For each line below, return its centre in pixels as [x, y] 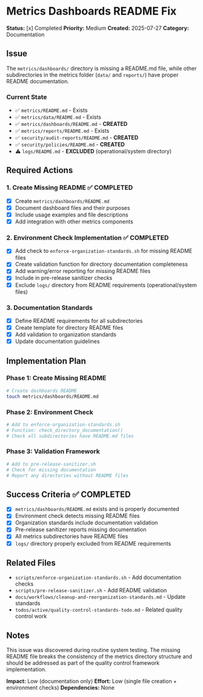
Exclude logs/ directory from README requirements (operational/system [106, 285]
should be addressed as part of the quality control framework [83, 663]
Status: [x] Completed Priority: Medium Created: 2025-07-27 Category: [98, 28]
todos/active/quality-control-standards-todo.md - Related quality [99, 610]
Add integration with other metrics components [74, 221]
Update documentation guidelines [57, 341]
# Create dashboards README [42, 390]
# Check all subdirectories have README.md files [70, 436]
